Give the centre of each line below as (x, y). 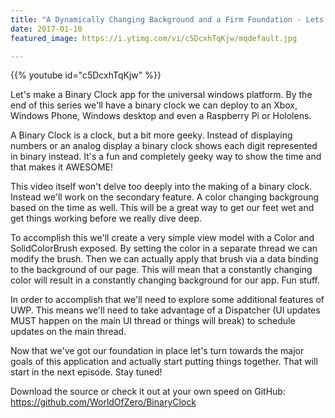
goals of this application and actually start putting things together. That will (164, 362)
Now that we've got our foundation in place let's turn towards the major (157, 351)
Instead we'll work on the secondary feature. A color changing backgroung (165, 197)
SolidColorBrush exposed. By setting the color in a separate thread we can (164, 248)
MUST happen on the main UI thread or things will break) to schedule (153, 321)
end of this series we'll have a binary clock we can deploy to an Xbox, (154, 105)
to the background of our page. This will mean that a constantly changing (161, 270)
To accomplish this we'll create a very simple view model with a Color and (162, 238)
